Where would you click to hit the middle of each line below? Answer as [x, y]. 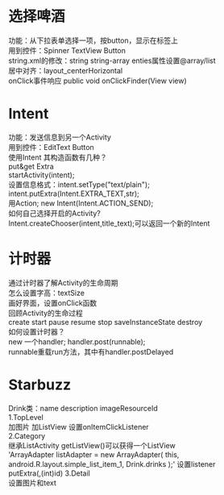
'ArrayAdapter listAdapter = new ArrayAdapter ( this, [94, 454]
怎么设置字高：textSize [46, 293]
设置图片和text [32, 483]
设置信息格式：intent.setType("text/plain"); [79, 184]
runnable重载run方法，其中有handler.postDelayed [91, 351]
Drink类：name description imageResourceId [83, 408]
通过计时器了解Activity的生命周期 [63, 282]
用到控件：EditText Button [51, 147]
